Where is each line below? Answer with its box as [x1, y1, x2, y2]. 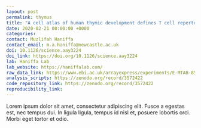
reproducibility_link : [6, 86, 63, 92]
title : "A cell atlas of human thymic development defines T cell [6, 20, 175, 26]
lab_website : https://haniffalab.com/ [6, 64, 103, 70]
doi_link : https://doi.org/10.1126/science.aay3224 [6, 53, 138, 59]
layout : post [6, 8, 39, 15]
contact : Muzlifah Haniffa [6, 36, 74, 42]
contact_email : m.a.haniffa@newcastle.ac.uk [6, 42, 119, 48]
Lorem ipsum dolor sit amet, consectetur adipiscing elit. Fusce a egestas [6, 102, 185, 110]
